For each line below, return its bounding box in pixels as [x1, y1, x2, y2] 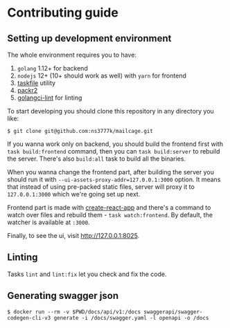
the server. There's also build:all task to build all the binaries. [7, 154, 186, 163]
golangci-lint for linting [17, 93, 82, 102]
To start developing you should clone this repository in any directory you [7, 107, 215, 115]
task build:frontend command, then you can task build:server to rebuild [7, 147, 220, 155]
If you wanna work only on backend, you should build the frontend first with [7, 140, 224, 148]
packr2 [17, 86, 38, 94]
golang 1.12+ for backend [17, 64, 88, 72]
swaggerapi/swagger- [143, 308, 203, 316]
